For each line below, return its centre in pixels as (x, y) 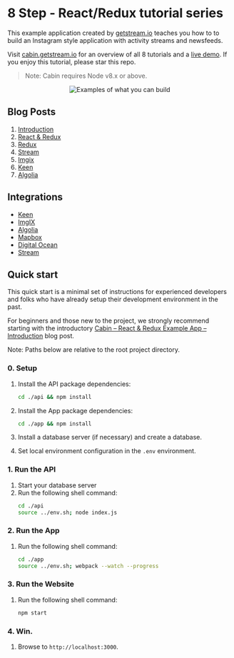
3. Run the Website (41, 584)
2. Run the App (34, 531)
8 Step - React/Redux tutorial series (115, 13)
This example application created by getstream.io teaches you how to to (113, 33)
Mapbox (30, 237)
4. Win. (20, 631)
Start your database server (57, 485)
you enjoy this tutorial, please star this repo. (72, 61)
